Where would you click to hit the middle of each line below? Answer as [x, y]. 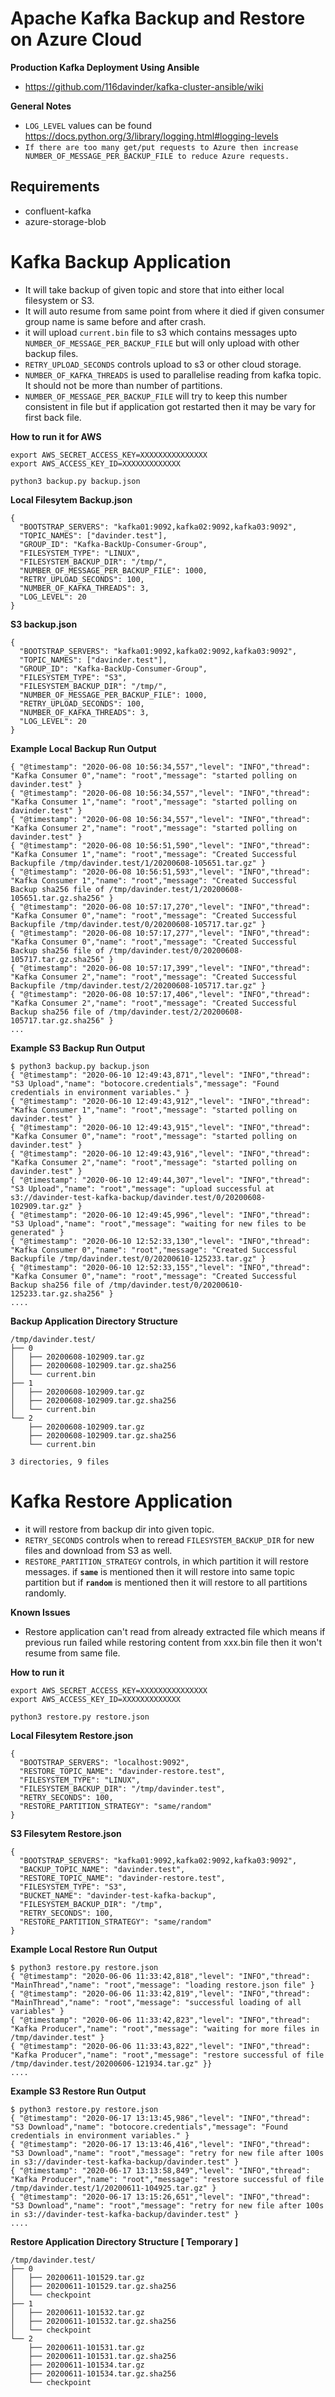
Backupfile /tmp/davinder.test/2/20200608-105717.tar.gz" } [138, 985]
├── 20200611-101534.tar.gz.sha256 [102, 2373]
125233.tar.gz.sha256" [57, 1293]
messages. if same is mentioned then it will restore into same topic [159, 1571]
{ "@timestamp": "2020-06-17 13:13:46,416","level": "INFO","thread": [160, 2144]
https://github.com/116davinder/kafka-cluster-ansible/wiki [144, 86]
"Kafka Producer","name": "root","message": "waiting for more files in [165, 2028]
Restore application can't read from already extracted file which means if [175, 1631]
